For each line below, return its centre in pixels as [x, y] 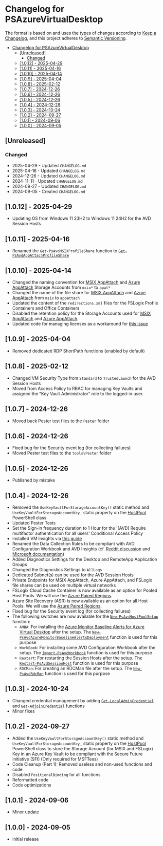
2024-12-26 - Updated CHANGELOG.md [49, 176]
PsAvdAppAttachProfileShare [40, 256]
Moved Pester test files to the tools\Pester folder [62, 453]
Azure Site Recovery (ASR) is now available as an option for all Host [80, 601]
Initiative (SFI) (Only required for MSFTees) [55, 759]
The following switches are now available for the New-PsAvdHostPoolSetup [85, 616]
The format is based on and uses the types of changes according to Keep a [81, 33]
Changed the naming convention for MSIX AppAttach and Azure [76, 282]
